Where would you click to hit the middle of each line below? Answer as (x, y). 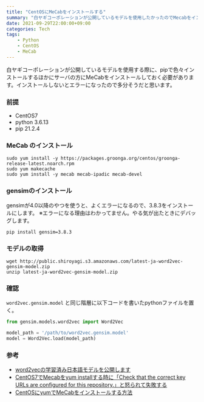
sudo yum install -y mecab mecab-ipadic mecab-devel (74, 175)
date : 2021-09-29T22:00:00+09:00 (49, 23)
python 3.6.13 (32, 122)
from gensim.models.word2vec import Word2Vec (65, 322)
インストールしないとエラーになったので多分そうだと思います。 (96, 85)
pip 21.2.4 (28, 129)
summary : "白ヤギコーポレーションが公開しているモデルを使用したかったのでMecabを (99, 18)
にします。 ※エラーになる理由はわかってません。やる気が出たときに (96, 213)
